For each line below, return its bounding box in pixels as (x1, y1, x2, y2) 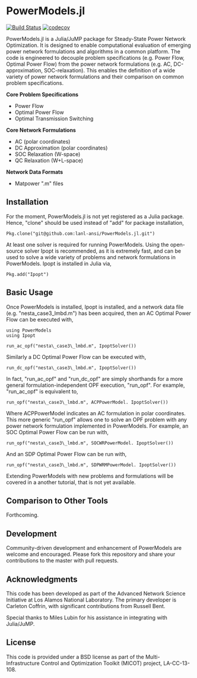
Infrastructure (6, 660, 40, 667)
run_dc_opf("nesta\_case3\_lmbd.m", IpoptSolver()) (6, 365, 136, 371)
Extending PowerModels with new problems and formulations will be (6, 472, 174, 479)
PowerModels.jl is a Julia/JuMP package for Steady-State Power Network (6, 35, 186, 42)
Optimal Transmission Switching (14, 114, 94, 122)
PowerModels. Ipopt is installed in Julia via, (6, 260, 112, 267)
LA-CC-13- (163, 660, 190, 667)
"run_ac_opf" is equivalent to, (6, 387, 78, 395)
